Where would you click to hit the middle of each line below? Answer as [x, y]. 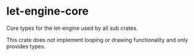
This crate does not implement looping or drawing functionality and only [97, 40]
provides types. [26, 46]
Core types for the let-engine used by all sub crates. [72, 28]
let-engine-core [47, 11]
